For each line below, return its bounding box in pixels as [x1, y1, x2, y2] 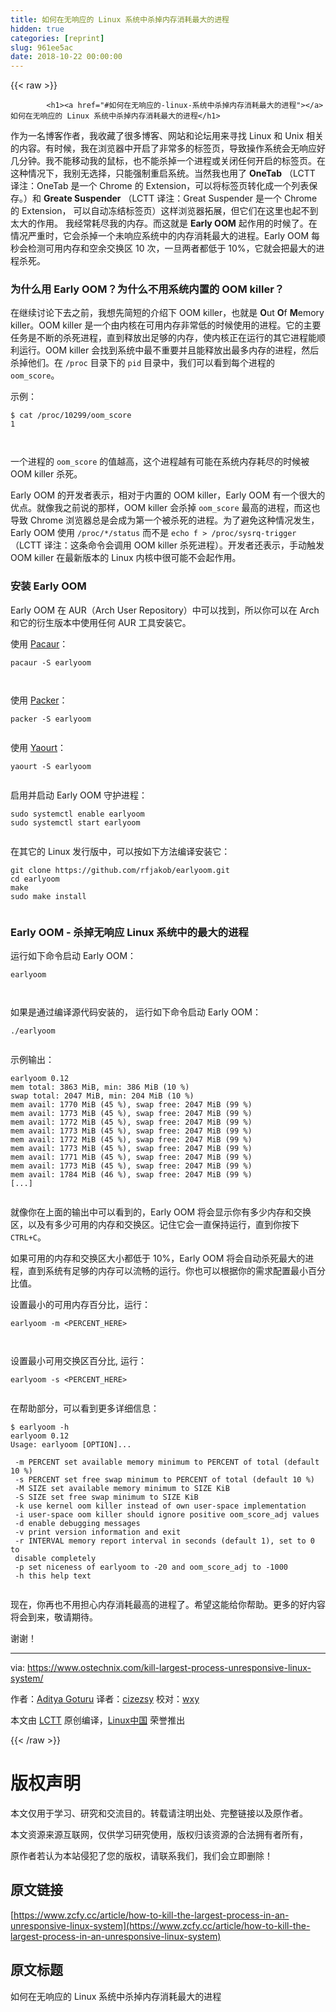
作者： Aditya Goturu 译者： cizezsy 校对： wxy [10, 1693, 200, 1705]
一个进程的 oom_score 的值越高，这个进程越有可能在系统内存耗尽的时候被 [10, 456, 310, 468]
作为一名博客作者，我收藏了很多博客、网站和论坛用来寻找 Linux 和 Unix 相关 [10, 130, 324, 142]
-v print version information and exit [14, 1527, 182, 1538]
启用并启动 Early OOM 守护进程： [10, 789, 148, 801]
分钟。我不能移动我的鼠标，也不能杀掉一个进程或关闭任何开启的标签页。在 [18, 155, 326, 167]
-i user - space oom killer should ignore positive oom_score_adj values [14, 1510, 320, 1520]
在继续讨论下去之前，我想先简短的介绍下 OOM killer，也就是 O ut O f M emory [10, 307, 325, 319]
